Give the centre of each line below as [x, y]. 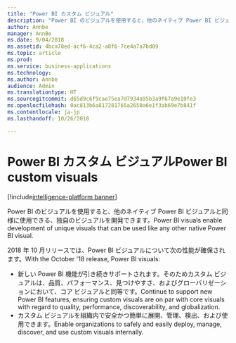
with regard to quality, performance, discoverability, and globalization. [119, 306]
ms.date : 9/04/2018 [36, 40]
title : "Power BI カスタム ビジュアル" [60, 14]
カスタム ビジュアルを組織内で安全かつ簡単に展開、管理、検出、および [120, 315]
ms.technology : [29, 73]
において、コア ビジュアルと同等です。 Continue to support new [121, 291]
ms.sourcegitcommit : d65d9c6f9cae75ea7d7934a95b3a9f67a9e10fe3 [102, 99]
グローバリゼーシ [202, 282]
